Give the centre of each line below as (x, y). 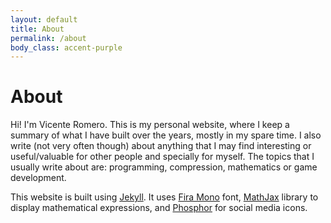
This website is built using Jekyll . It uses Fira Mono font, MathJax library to (164, 197)
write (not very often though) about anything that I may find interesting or (161, 146)
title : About (37, 29)
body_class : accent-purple (66, 47)
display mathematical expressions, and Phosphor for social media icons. (159, 208)
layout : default (44, 19)
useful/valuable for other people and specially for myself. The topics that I (162, 157)
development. (38, 178)
